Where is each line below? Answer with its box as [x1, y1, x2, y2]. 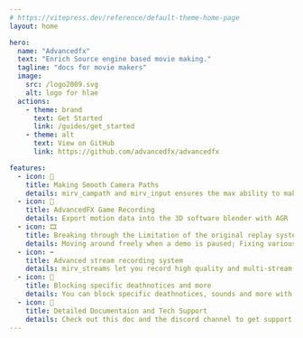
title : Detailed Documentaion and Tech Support [25, 306, 207, 315]
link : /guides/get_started [32, 122, 135, 131]
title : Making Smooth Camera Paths [25, 180, 160, 190]
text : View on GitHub [32, 139, 115, 148]
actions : [17, 97, 50, 106]
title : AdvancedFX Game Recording [25, 205, 155, 215]
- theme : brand [25, 105, 83, 114]
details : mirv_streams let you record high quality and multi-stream [25, 264, 293, 274]
